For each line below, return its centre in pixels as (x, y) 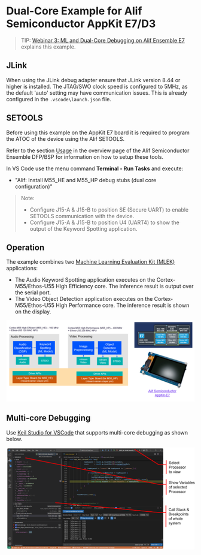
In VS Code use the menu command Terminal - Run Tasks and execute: (95, 168)
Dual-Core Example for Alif (74, 11)
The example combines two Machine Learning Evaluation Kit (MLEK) (91, 262)
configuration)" (33, 186)
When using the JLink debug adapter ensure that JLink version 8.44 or (93, 80)
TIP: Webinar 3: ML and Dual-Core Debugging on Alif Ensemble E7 (103, 40)
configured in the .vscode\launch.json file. (59, 99)
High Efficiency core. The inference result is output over (125, 286)
